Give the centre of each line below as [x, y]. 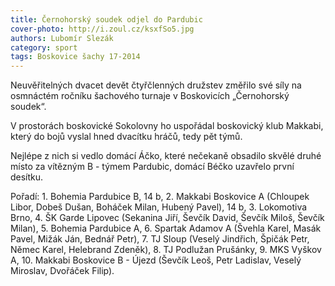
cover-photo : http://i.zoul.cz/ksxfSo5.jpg [102, 29]
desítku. [27, 177]
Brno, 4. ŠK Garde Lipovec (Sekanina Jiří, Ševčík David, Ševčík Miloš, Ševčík [167, 218]
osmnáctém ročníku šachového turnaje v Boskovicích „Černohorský [150, 96]
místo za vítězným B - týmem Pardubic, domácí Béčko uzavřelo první [152, 167]
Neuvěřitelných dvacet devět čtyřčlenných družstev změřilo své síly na [156, 85]
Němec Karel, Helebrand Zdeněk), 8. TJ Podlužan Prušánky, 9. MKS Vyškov [166, 250]
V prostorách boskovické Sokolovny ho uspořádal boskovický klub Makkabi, [167, 126]
